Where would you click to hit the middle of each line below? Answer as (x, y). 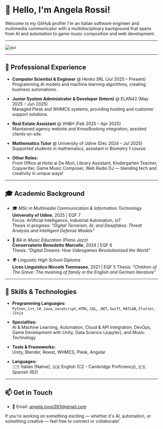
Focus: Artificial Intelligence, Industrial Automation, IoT (66, 220)
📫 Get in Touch (29, 392)
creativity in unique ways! (38, 173)
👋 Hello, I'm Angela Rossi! (58, 10)
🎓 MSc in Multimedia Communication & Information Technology (77, 208)
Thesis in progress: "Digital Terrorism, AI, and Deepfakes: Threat (77, 225)
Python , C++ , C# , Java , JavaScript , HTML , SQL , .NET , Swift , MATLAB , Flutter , (83, 309)
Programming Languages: (39, 303)
